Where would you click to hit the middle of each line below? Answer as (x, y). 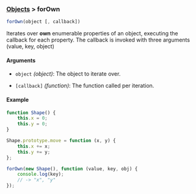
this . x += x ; (34, 146)
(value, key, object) (31, 46)
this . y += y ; (34, 152)
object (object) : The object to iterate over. (68, 74)
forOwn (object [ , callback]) (43, 22)
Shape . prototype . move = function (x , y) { (61, 141)
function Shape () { (31, 113)
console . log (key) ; (41, 174)
